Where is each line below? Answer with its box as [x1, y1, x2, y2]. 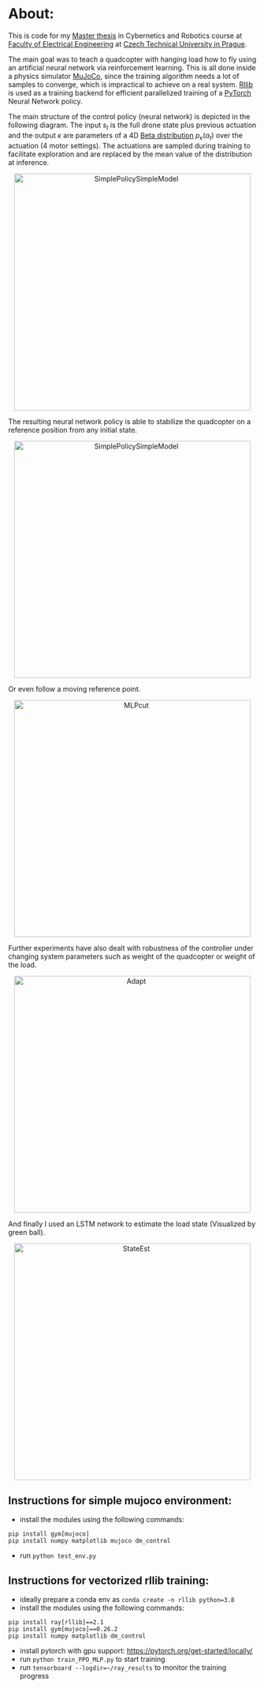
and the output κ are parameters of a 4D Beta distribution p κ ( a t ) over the [8, 130, 243, 142]
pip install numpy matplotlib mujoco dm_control [8, 1537, 171, 1545]
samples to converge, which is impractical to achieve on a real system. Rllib [8, 80, 254, 89]
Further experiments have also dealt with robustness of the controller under [8, 943, 254, 952]
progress [19, 1671, 50, 1681]
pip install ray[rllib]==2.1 [8, 1619, 104, 1626]
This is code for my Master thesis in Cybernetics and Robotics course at [8, 31, 243, 40]
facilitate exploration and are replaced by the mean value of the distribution [8, 149, 252, 159]
